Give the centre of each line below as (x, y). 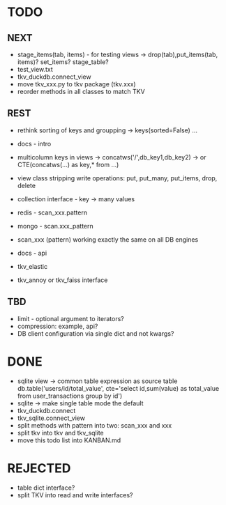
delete (27, 185)
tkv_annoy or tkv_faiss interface (62, 280)
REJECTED (39, 468)
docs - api (32, 253)
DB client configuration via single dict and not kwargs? (96, 333)
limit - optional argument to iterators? (70, 318)
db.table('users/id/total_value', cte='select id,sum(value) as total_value (118, 388)
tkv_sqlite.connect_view (51, 418)
